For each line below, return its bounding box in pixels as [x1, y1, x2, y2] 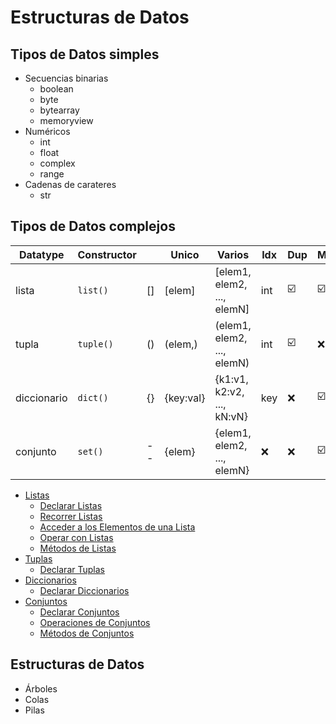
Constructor [77, 247, 137, 261]
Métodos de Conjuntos [39, 627, 135, 639]
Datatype [18, 247, 65, 261]
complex [39, 157, 76, 169]
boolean [39, 83, 74, 95]
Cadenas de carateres [24, 179, 117, 190]
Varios [217, 247, 250, 261]
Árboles [24, 682, 58, 695]
